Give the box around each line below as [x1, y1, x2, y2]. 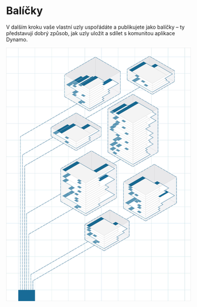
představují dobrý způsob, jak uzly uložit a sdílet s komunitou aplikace [6, 29, 175, 36]
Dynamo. [6, 36, 28, 43]
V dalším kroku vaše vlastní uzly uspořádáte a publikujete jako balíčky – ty [6, 23, 185, 30]
